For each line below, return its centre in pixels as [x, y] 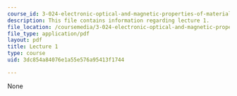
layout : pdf [25, 40]
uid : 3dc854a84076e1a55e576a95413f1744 [66, 60]
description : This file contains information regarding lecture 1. [109, 20]
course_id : [23, 14]
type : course [26, 54]
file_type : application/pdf [49, 34]
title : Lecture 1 [33, 47]
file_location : [30, 27]
